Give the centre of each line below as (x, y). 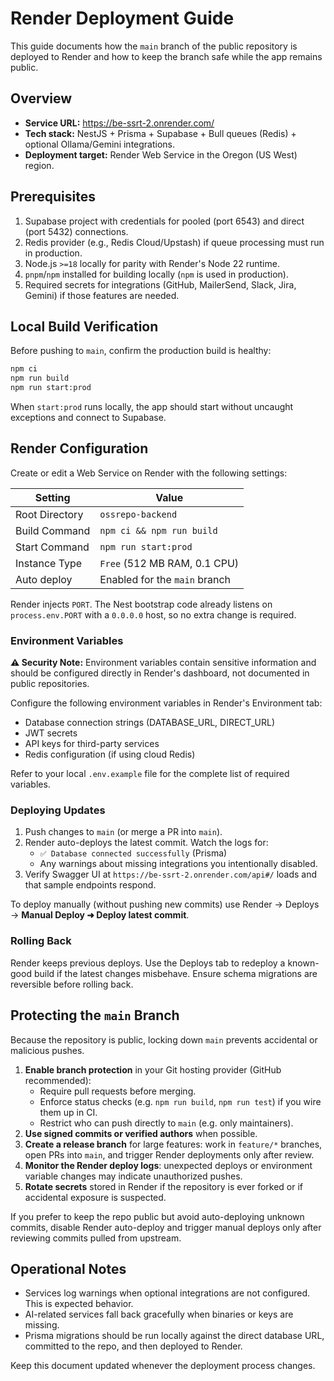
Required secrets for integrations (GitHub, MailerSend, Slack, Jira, (160, 284)
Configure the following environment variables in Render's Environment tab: (166, 703)
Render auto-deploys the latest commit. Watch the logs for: (146, 843)
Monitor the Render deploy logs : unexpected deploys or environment (168, 1165)
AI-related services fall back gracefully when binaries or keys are (159, 1314)
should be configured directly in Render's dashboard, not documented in (160, 673)
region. (39, 165)
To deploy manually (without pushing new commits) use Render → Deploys (165, 904)
